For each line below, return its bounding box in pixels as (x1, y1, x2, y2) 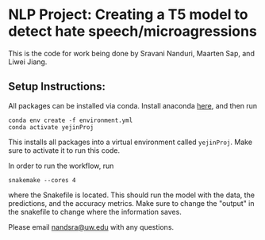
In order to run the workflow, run (8, 161, 114, 170)
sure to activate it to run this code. (8, 145, 121, 155)
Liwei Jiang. (8, 57, 48, 67)
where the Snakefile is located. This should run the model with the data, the (8, 190, 255, 200)
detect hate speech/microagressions (8, 22, 258, 40)
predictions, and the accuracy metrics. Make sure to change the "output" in (8, 198, 255, 208)
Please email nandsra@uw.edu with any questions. (8, 222, 175, 231)
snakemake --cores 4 (8, 176, 77, 184)
